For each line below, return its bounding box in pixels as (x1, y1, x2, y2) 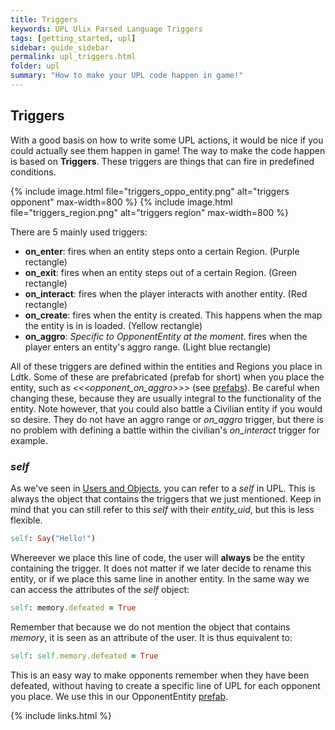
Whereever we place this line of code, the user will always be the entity (10, 551, 306, 563)
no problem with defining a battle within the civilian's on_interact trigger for (10, 424, 320, 436)
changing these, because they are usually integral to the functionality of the (10, 392, 322, 404)
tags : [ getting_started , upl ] (10, 33, 137, 43)
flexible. (10, 514, 43, 526)
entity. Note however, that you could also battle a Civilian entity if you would (10, 402, 323, 415)
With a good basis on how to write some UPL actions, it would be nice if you (10, 134, 324, 146)
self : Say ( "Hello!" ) (10, 533, 97, 543)
